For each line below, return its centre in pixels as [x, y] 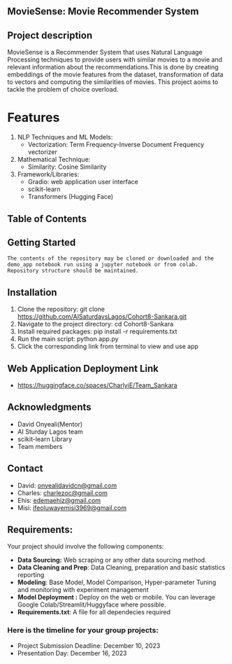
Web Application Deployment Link [83, 368]
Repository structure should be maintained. [73, 271]
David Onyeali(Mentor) [50, 424]
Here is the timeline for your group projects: [83, 630]
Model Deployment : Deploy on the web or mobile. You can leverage [116, 597]
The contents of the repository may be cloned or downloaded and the [111, 258]
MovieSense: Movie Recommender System [103, 12]
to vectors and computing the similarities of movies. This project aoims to [113, 82]
